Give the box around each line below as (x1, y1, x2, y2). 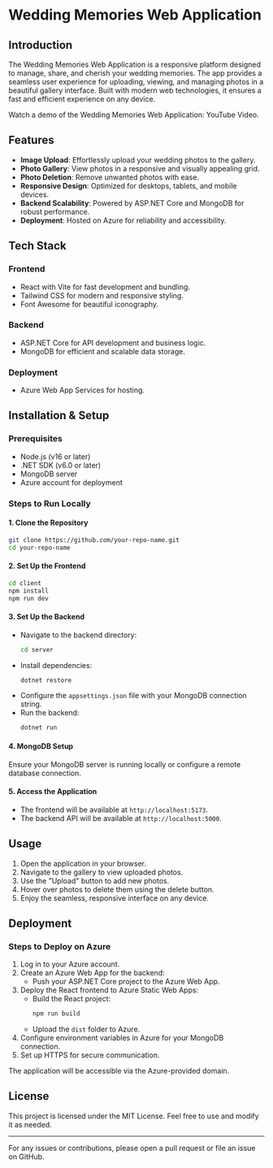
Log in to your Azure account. (19, 959, 120, 969)
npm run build (32, 1010, 80, 1018)
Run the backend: (19, 708, 80, 718)
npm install (8, 587, 49, 595)
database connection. (8, 768, 81, 778)
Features (8, 133, 54, 147)
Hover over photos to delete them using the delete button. (19, 884, 214, 894)
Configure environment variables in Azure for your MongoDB (19, 1033, 224, 1043)
